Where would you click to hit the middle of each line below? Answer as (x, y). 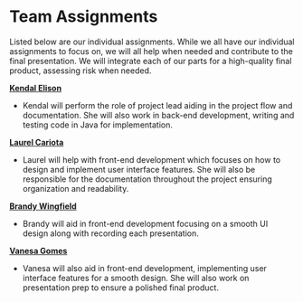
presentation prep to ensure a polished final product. (121, 288)
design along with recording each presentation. (110, 233)
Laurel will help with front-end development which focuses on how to (151, 159)
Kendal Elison (35, 88)
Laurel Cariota (37, 142)
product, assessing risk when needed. (80, 71)
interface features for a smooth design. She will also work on (136, 278)
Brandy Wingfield (43, 206)
